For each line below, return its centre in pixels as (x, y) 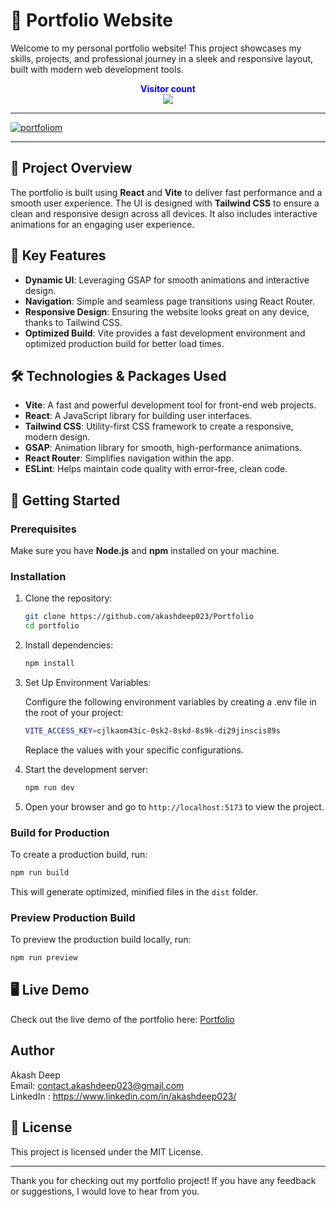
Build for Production (60, 832)
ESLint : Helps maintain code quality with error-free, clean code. (156, 469)
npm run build (40, 873)
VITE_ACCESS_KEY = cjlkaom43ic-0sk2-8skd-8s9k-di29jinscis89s (152, 730)
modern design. (57, 437)
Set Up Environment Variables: (88, 682)
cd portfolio (52, 626)
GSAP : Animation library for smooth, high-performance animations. (163, 448)
